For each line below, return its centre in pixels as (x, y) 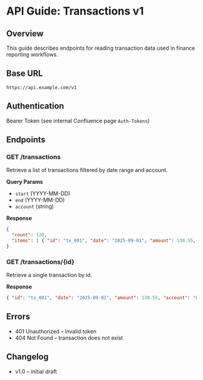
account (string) (34, 207)
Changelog (27, 357)
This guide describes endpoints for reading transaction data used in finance (101, 48)
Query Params (25, 182)
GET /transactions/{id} (40, 262)
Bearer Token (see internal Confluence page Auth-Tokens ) (78, 121)
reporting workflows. (32, 55)
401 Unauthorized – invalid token (56, 331)
